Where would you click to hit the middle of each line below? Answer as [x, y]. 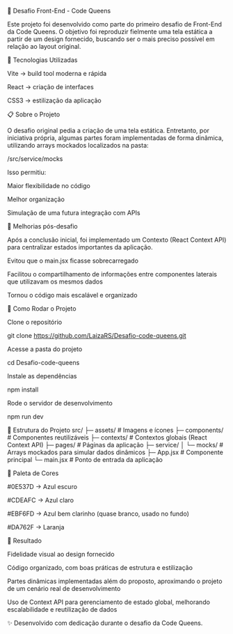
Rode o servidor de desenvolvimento [60, 403]
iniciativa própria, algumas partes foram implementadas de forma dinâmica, [115, 138]
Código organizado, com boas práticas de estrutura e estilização [100, 567]
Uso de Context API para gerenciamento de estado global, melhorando [109, 602]
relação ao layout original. [44, 46]
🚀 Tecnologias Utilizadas [42, 60]
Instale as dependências [42, 376]
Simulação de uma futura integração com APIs [74, 213]
